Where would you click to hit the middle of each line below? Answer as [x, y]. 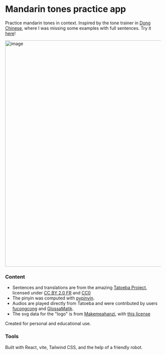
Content [15, 277]
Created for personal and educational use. [48, 324]
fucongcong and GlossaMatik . [43, 309]
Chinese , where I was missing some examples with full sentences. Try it [78, 28]
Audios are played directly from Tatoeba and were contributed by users [85, 303]
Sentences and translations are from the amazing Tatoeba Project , [80, 288]
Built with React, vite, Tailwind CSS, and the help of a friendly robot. [74, 347]
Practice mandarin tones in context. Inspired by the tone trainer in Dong [78, 23]
